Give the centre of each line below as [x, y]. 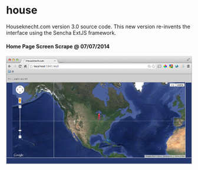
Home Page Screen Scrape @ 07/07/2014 [58, 46]
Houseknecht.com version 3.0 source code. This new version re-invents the [98, 26]
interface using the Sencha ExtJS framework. [61, 32]
